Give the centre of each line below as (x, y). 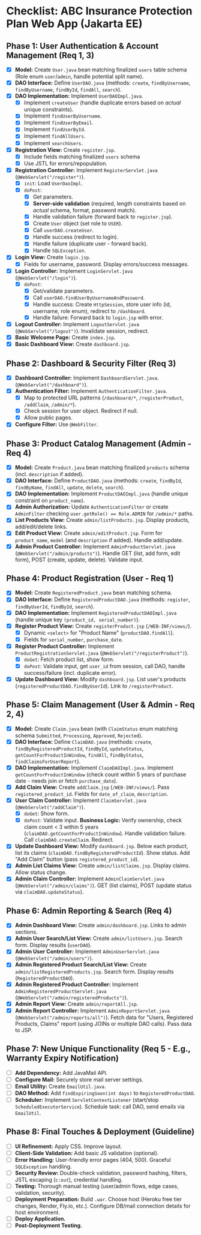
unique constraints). (49, 110)
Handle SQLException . (59, 251)
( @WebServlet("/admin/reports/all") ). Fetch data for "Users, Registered (104, 1017)
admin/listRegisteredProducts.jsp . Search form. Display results (94, 971)
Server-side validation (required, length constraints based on (109, 203)
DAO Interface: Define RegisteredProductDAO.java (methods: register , (103, 600)
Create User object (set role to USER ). (78, 224)
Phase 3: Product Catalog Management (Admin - (99, 444)
